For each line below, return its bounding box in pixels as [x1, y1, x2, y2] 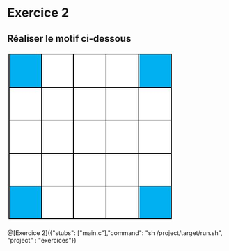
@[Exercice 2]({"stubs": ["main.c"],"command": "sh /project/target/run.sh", [7, 229, 223, 237]
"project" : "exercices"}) [7, 236, 77, 244]
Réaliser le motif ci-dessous [7, 33, 132, 44]
